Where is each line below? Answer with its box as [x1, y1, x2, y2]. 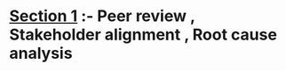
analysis [9, 44, 73, 63]
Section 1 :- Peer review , [9, 6, 195, 26]
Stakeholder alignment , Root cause [9, 25, 278, 45]
